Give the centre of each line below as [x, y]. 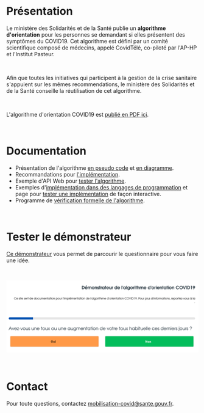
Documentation [47, 151]
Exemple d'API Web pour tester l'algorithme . [70, 181]
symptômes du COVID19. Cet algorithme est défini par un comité [87, 41]
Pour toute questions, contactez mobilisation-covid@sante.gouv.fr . [90, 403]
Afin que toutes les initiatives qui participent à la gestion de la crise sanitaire [102, 78]
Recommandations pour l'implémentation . [67, 174]
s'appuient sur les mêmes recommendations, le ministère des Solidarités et [100, 84]
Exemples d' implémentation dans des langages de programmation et [101, 187]
